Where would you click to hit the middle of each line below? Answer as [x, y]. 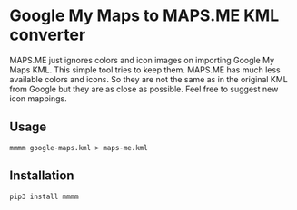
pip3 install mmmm [44, 196]
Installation [42, 176]
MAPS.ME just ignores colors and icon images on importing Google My [142, 60]
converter [48, 35]
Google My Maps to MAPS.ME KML [144, 16]
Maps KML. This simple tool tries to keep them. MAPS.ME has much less [145, 70]
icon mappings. [38, 98]
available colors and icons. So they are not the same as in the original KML [148, 79]
